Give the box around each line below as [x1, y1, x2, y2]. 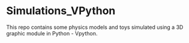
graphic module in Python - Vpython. [6, 29, 98, 37]
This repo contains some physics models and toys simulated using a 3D [6, 24, 184, 31]
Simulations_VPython [6, 4, 116, 18]
